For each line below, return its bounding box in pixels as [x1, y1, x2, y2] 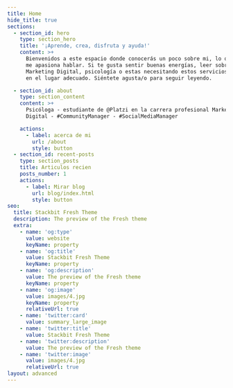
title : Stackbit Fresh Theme [13, 209, 98, 216]
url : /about [32, 138, 67, 145]
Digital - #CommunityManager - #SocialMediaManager [25, 113, 178, 120]
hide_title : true [7, 17, 58, 24]
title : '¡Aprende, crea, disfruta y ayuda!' [19, 42, 150, 49]
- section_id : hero [13, 29, 70, 37]
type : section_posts [19, 157, 79, 165]
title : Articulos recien [19, 164, 92, 171]
